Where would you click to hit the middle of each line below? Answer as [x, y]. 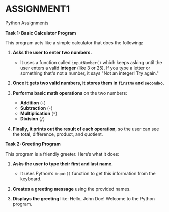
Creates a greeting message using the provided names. [72, 189]
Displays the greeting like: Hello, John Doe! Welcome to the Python [84, 198]
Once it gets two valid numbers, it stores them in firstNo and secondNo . [88, 83]
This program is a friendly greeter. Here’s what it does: [62, 154]
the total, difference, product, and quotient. [58, 134]
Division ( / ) [32, 119]
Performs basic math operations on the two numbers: [70, 93]
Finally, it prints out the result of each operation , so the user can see [86, 129]
